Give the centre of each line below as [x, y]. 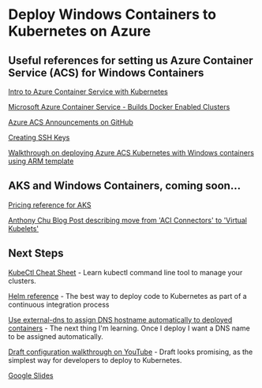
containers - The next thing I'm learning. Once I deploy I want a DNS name [129, 328]
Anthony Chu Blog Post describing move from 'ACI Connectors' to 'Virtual [127, 220]
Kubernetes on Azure [80, 31]
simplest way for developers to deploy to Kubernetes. [95, 360]
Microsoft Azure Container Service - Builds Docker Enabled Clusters [119, 107]
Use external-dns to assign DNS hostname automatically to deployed [120, 319]
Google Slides [31, 375]
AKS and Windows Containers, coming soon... [125, 186]
